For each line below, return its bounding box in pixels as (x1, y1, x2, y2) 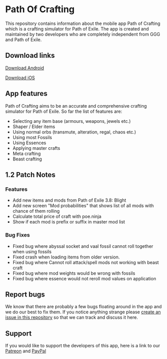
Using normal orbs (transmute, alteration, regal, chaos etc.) (12, 128, 137, 135)
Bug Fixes (5, 232, 30, 239)
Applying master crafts (12, 145, 61, 151)
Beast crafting (12, 156, 42, 162)
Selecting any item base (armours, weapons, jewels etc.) (12, 118, 131, 124)
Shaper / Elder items (12, 123, 56, 129)
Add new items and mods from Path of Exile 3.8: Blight (12, 197, 127, 204)
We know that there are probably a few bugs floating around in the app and (5, 304, 162, 310)
